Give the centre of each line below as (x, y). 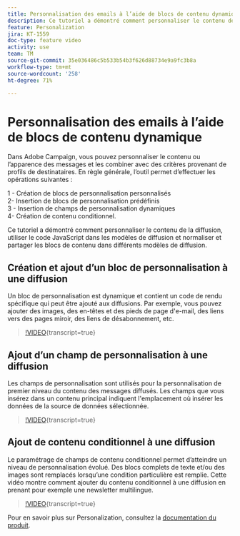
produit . (19, 525)
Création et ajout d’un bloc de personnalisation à (118, 267)
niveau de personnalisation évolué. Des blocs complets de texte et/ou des (116, 467)
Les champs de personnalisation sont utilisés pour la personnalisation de (114, 383)
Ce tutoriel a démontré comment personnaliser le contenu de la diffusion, (115, 230)
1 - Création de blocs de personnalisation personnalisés (89, 193)
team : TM (20, 54)
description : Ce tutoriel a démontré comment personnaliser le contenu (116, 21)
